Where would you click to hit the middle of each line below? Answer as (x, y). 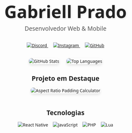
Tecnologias (66, 112)
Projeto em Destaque (66, 78)
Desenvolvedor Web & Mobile (66, 28)
